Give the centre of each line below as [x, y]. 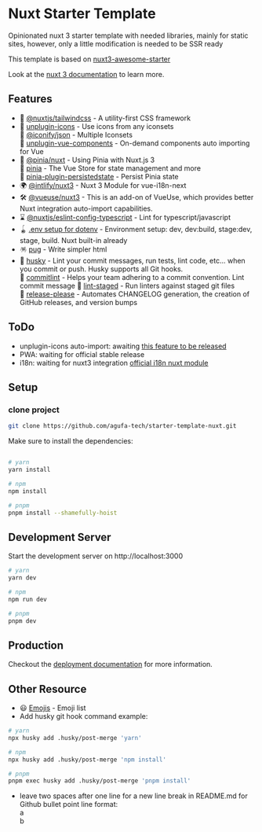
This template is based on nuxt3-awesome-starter [89, 59]
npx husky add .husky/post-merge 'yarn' [75, 738]
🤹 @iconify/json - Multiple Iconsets [76, 134]
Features [30, 99]
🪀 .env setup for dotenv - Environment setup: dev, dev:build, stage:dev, [136, 229]
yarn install [29, 469]
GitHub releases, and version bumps [78, 302]
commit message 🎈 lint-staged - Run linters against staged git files [127, 285]
